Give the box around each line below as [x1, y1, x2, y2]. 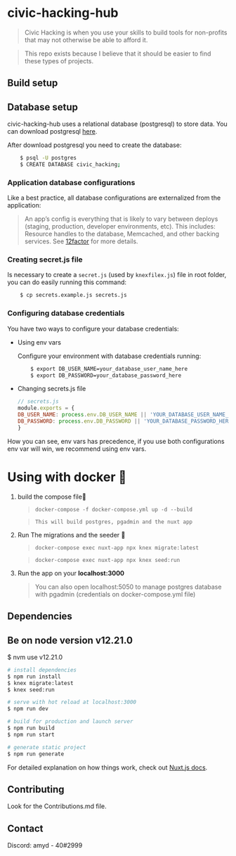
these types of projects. [24, 56, 94, 65]
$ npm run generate [7, 750, 65, 758]
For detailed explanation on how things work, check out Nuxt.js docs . [7, 763, 208, 772]
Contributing [7, 783, 65, 796]
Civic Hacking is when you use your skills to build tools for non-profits [24, 28, 228, 37]
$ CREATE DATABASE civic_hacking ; [20, 161, 121, 168]
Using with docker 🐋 [7, 469, 127, 485]
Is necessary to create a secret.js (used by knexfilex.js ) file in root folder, [7, 271, 227, 279]
